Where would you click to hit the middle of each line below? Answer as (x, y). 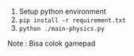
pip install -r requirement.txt (72, 21)
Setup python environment (62, 11)
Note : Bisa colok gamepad (52, 43)
